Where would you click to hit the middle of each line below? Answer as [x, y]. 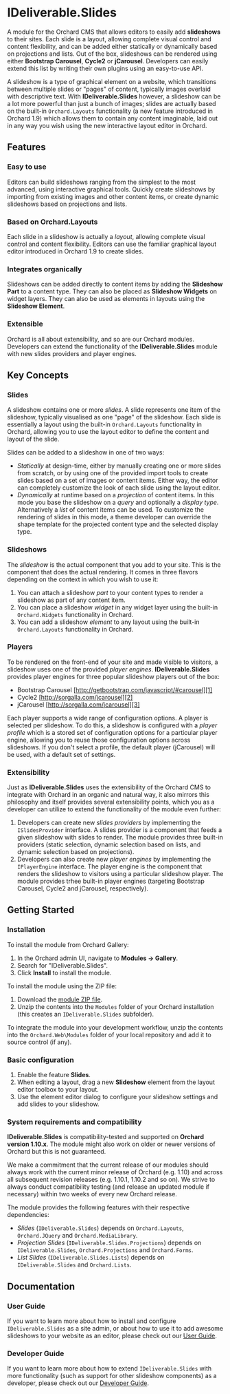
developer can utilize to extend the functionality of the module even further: [114, 809]
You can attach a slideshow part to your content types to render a [110, 592]
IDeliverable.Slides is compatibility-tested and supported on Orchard [106, 1137]
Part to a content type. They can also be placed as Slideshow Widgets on [112, 291]
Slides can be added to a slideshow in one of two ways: [86, 452]
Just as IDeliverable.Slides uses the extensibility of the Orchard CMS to [109, 787]
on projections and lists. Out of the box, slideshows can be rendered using [112, 54]
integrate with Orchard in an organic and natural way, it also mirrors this [108, 795]
